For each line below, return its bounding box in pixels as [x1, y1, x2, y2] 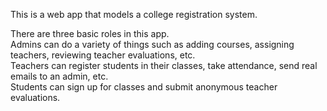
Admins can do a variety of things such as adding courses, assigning [10, 39, 295, 50]
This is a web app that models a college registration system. [10, 9, 258, 20]
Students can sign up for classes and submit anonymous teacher [10, 81, 278, 93]
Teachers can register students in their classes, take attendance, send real [10, 60, 318, 71]
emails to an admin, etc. [10, 70, 109, 82]
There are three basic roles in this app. [10, 28, 170, 39]
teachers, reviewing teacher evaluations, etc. [10, 49, 196, 61]
